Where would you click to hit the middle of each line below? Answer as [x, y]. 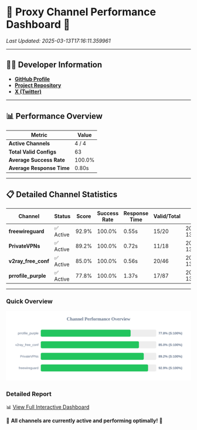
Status [62, 216]
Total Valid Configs [33, 152]
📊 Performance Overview [54, 116]
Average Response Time [39, 168]
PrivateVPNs [24, 246]
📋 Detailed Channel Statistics [62, 194]
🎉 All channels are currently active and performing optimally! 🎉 [84, 421]
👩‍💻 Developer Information [54, 65]
